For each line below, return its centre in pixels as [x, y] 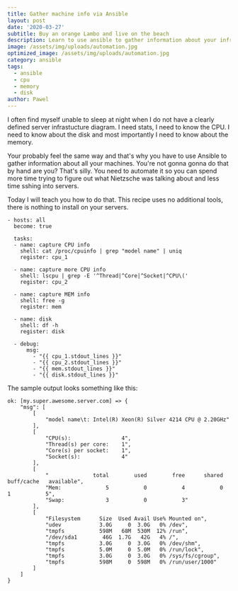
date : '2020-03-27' [36, 27]
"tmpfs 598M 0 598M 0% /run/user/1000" [131, 562]
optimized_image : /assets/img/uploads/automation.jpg [89, 54]
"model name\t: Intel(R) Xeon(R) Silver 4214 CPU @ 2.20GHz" [137, 420]
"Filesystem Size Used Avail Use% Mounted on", [126, 519]
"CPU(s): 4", [88, 438]
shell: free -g [42, 301]
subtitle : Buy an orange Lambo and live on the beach [89, 34]
